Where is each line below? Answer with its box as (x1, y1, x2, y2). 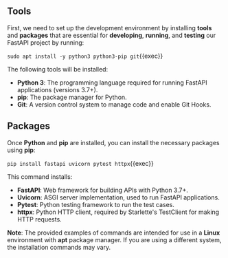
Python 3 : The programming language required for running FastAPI (16, 78, 207, 87)
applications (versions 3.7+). (16, 85, 98, 94)
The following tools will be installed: (7, 65, 109, 73)
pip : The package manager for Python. (16, 93, 127, 101)
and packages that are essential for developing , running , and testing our (7, 31, 216, 39)
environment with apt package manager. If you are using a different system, (7, 235, 222, 244)
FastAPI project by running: (7, 38, 84, 47)
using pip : (7, 146, 36, 154)
